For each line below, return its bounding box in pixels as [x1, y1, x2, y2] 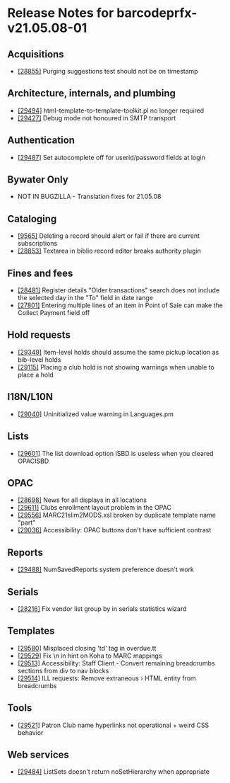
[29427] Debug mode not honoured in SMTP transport [17, 113, 176, 122]
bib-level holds [17, 355, 61, 364]
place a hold [17, 370, 54, 379]
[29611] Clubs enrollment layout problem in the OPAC [17, 503, 171, 512]
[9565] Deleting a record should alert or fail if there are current [17, 232, 200, 240]
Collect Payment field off [17, 309, 90, 317]
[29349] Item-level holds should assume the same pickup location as [17, 348, 219, 356]
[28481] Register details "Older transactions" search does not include [17, 286, 220, 295]
